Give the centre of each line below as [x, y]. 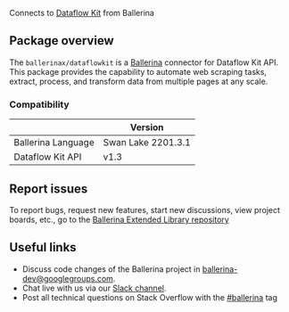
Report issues [49, 189]
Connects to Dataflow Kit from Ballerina [82, 13]
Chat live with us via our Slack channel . [94, 288]
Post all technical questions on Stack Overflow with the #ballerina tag [150, 297]
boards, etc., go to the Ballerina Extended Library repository [119, 219]
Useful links [43, 247]
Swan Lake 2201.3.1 [147, 143]
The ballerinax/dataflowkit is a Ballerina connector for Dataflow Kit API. [144, 62]
